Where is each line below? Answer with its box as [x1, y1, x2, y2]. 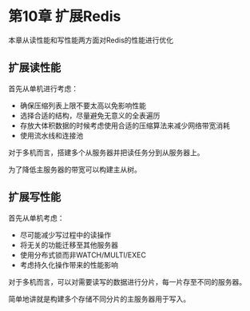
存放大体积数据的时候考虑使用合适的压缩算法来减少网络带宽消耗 [19, 121, 230, 130]
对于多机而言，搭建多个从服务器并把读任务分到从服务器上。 [8, 147, 204, 157]
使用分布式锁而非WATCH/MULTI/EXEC [19, 249, 146, 260]
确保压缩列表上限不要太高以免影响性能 [19, 101, 146, 110]
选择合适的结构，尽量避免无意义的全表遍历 [19, 110, 161, 120]
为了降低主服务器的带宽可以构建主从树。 [8, 165, 141, 174]
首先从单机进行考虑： [8, 83, 78, 93]
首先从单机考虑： [8, 213, 65, 222]
